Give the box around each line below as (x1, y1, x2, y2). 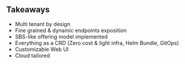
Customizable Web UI (14, 46, 69, 53)
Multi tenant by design (14, 20, 71, 27)
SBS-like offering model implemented (14, 33, 108, 40)
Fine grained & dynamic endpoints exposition (14, 27, 127, 34)
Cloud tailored (14, 52, 50, 59)
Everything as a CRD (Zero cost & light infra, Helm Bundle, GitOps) (14, 39, 179, 46)
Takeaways (6, 5, 50, 15)
